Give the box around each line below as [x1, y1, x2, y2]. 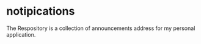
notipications [6, 4, 75, 18]
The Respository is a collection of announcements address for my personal [6, 24, 196, 32]
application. [6, 31, 36, 38]
